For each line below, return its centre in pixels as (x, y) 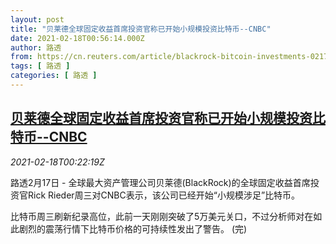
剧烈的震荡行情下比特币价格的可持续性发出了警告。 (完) (133, 228)
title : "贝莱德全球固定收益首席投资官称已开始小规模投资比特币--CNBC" (141, 29)
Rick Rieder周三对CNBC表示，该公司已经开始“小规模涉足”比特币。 (164, 195)
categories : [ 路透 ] (54, 76)
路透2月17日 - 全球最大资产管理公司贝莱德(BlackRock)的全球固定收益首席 (160, 182)
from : (21, 57)
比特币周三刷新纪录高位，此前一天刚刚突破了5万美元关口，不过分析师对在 (162, 216)
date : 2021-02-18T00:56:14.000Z (77, 38)
